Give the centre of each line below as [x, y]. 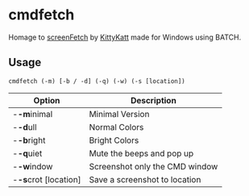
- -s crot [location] [47, 179]
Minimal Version [119, 114]
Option [47, 100]
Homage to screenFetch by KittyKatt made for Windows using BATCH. [125, 37]
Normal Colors [116, 127]
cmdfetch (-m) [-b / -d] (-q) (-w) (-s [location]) [97, 81]
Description [154, 100]
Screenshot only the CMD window [154, 166]
